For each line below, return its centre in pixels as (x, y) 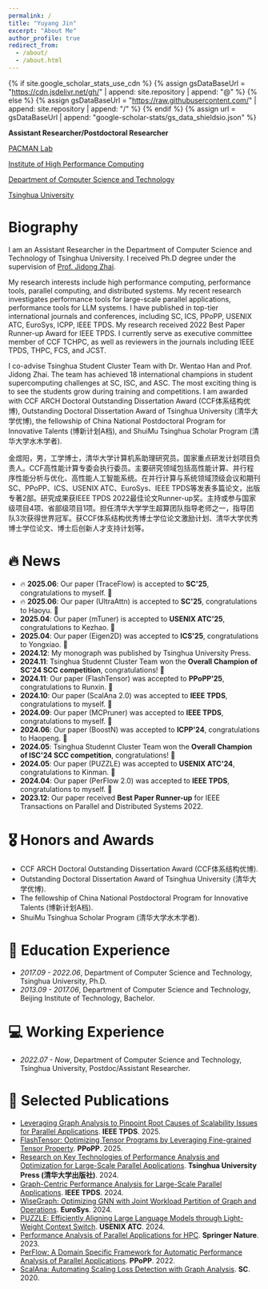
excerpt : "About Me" (43, 30)
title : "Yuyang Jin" (43, 23)
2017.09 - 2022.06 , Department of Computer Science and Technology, (136, 972)
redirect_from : (34, 46)
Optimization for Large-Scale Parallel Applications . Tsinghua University (138, 1165)
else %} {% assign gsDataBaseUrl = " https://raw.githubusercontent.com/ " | (132, 100)
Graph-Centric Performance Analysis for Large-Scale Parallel (121, 1184)
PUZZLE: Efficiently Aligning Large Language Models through (121, 1218)
